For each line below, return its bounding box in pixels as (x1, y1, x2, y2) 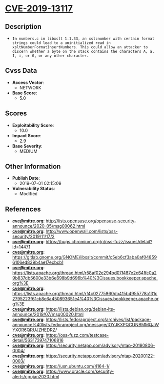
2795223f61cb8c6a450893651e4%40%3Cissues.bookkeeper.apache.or (12, 296, 159, 302)
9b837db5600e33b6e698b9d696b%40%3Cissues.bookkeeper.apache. (12, 275, 158, 281)
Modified (19, 191, 38, 197)
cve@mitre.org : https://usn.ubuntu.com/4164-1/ (12, 363, 110, 369)
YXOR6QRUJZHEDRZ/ (12, 327, 57, 333)
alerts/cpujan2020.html (12, 374, 60, 380)
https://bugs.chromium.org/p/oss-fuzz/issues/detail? (45, 239, 153, 245)
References (5, 205, 41, 213)
